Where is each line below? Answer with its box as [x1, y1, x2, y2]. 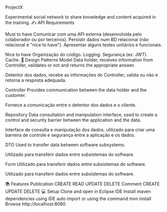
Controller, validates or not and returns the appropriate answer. [5, 62, 135, 68]
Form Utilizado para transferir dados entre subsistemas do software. [5, 161, 146, 167]
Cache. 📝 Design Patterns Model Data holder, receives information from [5, 57, 153, 63]
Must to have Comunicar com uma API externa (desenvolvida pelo [5, 31, 142, 37]
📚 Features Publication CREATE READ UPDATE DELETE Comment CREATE [5, 181, 160, 187]
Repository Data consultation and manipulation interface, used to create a [5, 112, 157, 117]
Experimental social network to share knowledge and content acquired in [5, 14, 156, 20]
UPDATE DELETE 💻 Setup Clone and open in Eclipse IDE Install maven [5, 188, 151, 194]
